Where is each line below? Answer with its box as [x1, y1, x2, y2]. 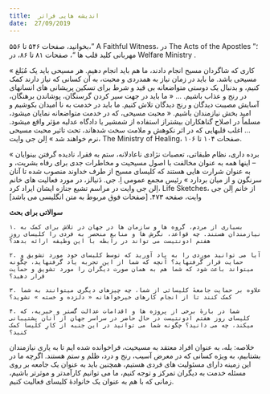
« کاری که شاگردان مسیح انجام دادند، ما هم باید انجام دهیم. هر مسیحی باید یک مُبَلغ [9, 65, 256, 75]
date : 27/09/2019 [9, 19, 71, 27]
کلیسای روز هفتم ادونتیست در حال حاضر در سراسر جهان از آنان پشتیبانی [9, 314, 251, 322]
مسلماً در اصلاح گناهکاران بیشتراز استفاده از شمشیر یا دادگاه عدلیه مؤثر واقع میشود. [9, 116, 261, 126]
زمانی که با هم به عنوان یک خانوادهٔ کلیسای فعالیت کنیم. [9, 376, 174, 386]
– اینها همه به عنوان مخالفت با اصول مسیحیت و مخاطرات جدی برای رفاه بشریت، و [9, 157, 256, 167]
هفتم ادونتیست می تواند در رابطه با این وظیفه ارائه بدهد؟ [9, 237, 211, 245]
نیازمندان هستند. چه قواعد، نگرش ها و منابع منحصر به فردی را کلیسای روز [9, 229, 262, 238]
